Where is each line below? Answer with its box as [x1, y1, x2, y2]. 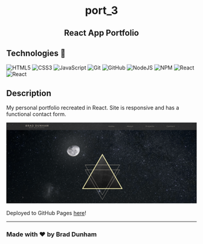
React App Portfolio [64, 28, 139, 38]
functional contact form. [6, 111, 66, 118]
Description [6, 88, 51, 98]
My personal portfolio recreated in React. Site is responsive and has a [6, 104, 179, 112]
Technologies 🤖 [6, 48, 66, 58]
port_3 [85, 4, 118, 18]
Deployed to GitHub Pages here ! [6, 210, 86, 217]
